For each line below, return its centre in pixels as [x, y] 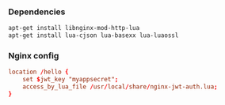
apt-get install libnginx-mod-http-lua [74, 28]
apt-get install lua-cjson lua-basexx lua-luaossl [93, 36]
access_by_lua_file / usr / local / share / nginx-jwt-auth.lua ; [120, 87]
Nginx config [34, 55]
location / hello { [38, 72]
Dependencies [37, 12]
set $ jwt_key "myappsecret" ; [71, 80]
